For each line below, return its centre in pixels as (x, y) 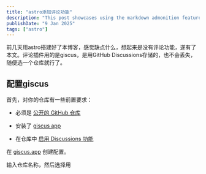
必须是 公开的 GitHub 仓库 (48, 113)
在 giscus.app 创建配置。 (38, 152)
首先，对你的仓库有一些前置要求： (49, 100)
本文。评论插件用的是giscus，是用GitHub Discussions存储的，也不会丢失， (101, 55)
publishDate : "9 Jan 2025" (41, 23)
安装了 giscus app (38, 126)
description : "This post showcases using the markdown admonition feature (104, 18)
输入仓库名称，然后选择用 (39, 165)
